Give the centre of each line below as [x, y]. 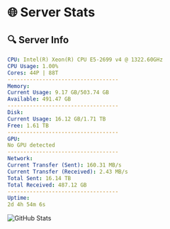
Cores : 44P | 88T [33, 73]
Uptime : [19, 198]
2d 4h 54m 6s [27, 205]
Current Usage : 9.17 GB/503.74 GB [58, 93]
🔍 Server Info [38, 40]
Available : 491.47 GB [39, 99]
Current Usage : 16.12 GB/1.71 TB [57, 119]
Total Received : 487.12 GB [47, 185]
